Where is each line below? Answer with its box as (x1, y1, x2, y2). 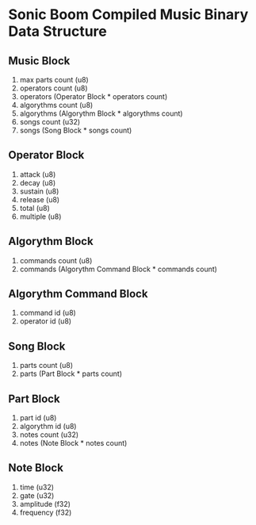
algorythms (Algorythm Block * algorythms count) (19, 109, 184, 118)
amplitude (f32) (19, 499, 71, 508)
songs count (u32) (19, 117, 81, 126)
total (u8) (19, 203, 50, 213)
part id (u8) (19, 413, 57, 423)
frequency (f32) (19, 508, 72, 517)
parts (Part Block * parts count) (19, 369, 123, 378)
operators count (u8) (19, 83, 89, 93)
